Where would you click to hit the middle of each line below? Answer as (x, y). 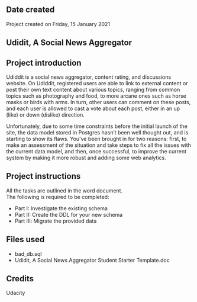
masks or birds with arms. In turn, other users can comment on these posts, (98, 102)
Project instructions (43, 176)
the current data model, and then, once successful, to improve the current (96, 152)
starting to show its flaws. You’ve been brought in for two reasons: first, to (96, 139)
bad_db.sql (28, 253)
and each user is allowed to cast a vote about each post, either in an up (93, 108)
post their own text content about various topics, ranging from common (93, 90)
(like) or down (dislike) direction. (45, 115)
